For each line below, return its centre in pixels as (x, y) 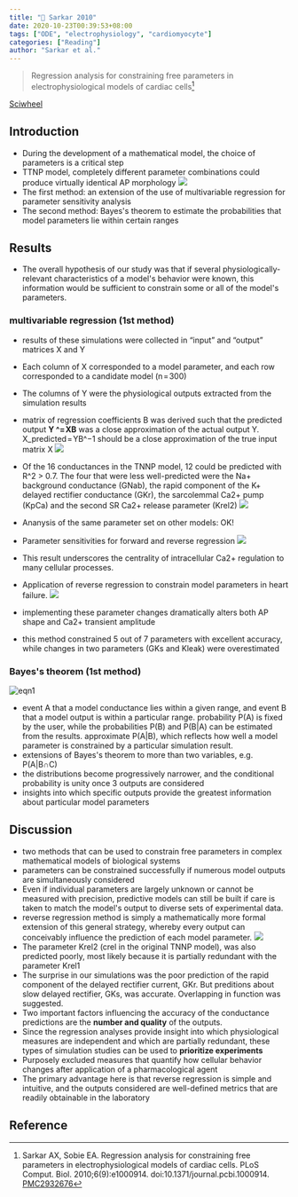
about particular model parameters (86, 802)
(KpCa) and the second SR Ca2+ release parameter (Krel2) (129, 505)
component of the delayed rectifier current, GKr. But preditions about (148, 984)
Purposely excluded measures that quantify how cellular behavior (142, 1059)
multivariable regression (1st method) (92, 320)
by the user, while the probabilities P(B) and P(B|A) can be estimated (147, 727)
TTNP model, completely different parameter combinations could (141, 172)
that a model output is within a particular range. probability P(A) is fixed (152, 717)
